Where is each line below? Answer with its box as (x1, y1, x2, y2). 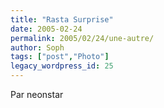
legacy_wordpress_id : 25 (10, 61, 114, 71)
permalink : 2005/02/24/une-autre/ (10, 33, 155, 43)
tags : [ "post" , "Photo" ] (10, 52, 110, 62)
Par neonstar (10, 89, 64, 100)
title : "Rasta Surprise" (10, 14, 114, 25)
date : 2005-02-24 (10, 24, 83, 34)
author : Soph (10, 42, 65, 53)
